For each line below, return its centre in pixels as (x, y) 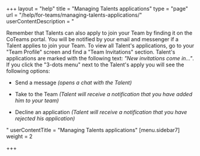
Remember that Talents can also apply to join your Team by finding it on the (99, 33)
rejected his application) (45, 118)
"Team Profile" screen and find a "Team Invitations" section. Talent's (91, 52)
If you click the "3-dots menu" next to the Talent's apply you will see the (95, 65)
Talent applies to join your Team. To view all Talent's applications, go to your (100, 45)
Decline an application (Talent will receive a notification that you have (101, 112)
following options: (28, 71)
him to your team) (37, 100)
